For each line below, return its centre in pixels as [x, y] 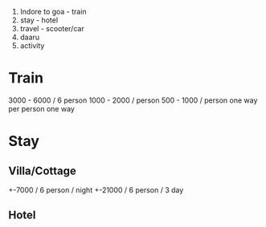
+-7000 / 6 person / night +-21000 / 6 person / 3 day [96, 190]
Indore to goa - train [53, 12]
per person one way [41, 108]
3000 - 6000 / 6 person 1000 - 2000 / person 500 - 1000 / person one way [133, 100]
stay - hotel [39, 20]
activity [32, 46]
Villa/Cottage [42, 170]
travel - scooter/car [52, 28]
